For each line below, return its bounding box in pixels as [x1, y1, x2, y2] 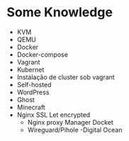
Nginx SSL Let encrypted [16, 111, 91, 119]
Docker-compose [16, 50, 69, 59]
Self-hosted [16, 80, 52, 89]
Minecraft [16, 103, 45, 111]
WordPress [16, 88, 50, 96]
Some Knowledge [6, 4, 113, 21]
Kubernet [16, 65, 45, 74]
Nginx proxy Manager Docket [27, 118, 114, 126]
